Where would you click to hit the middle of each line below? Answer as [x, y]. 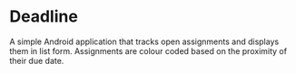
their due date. [37, 60]
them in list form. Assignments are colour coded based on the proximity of [148, 50]
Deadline [44, 17]
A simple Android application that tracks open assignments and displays [144, 41]
